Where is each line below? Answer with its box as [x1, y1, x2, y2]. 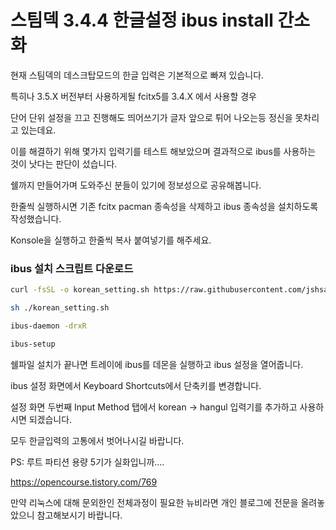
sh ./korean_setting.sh [10, 303, 110, 313]
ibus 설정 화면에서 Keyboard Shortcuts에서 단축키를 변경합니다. [10, 379, 262, 391]
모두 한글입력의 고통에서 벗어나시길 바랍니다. [10, 434, 185, 446]
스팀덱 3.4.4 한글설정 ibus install [10, 9, 274, 32]
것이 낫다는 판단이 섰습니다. [10, 157, 118, 170]
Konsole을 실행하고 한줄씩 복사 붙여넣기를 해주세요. [10, 234, 212, 246]
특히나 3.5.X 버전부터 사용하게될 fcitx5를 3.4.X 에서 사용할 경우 [10, 90, 257, 102]
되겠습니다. [28, 413, 73, 425]
